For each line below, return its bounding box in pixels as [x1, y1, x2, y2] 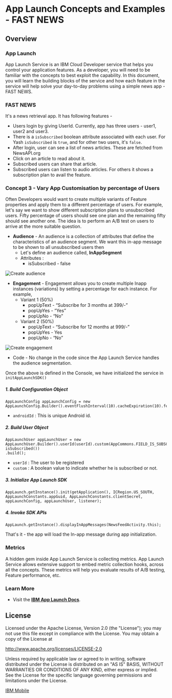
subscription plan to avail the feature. [12, 172, 92, 178]
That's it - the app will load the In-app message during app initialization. [5, 531, 157, 538]
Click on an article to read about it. [12, 156, 86, 162]
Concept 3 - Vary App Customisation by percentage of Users [5, 185, 160, 192]
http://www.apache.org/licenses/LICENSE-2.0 [5, 646, 102, 652]
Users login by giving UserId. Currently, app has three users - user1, [12, 123, 157, 129]
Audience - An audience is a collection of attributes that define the [12, 234, 155, 240]
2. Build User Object [5, 425, 49, 431]
